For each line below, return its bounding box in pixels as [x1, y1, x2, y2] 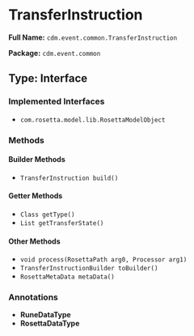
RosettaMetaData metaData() [19, 273, 115, 281]
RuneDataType [19, 310, 71, 320]
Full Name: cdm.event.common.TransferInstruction [8, 32, 178, 42]
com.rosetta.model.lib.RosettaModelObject [19, 116, 166, 124]
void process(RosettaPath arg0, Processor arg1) [19, 256, 188, 264]
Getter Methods [8, 191, 63, 201]
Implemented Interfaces [8, 96, 105, 107]
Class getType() [19, 211, 75, 219]
